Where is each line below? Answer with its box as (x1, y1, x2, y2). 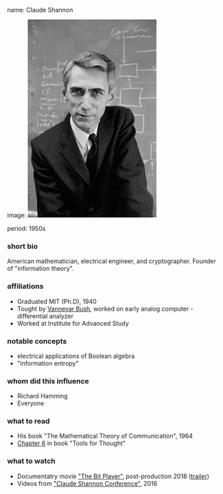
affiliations (7, 282, 44, 291)
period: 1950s (7, 225, 46, 232)
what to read (7, 416, 50, 426)
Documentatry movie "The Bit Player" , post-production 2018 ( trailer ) (16, 472, 210, 480)
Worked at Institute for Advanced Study (16, 319, 129, 327)
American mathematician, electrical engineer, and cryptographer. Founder (7, 257, 216, 265)
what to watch (7, 456, 56, 466)
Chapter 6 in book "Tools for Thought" (16, 439, 126, 447)
